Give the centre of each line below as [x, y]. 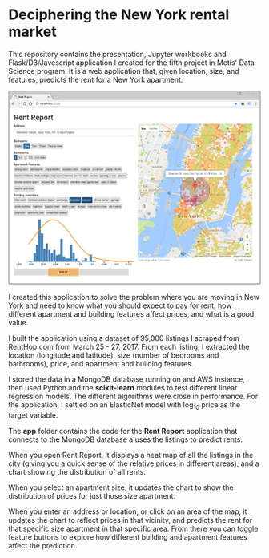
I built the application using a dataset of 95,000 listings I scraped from [124, 338]
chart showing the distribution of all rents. [77, 471]
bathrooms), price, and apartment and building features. [101, 364]
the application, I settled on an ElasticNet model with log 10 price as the [124, 406]
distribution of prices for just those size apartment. [92, 495]
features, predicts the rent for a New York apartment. [96, 79]
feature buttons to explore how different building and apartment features [128, 537]
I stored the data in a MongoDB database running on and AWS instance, [127, 379]
